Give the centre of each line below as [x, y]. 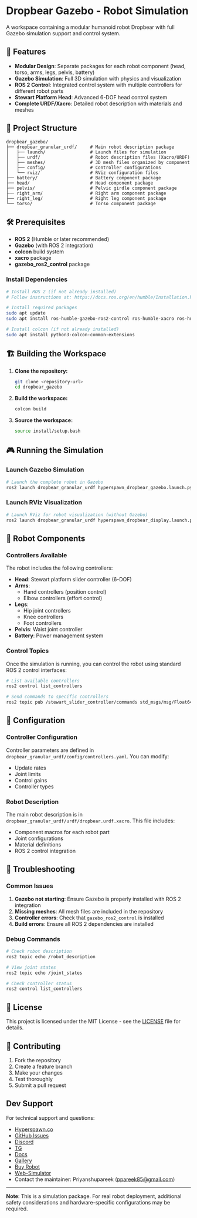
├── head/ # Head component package [80, 183]
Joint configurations [39, 838]
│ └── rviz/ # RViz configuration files [82, 173]
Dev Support [30, 1104]
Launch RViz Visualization [44, 503]
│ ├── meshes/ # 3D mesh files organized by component [98, 162]
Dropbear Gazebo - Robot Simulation [97, 11]
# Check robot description [39, 951]
